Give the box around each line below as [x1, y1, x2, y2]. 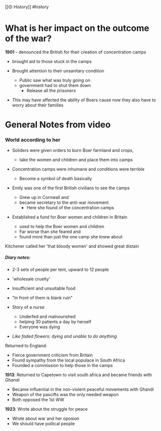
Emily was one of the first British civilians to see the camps [12, 185, 130, 191]
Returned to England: [5, 343, 48, 348]
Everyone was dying [19, 324, 61, 330]
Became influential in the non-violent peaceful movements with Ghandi [12, 386, 154, 392]
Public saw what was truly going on [19, 77, 91, 83]
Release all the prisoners [26, 87, 76, 93]
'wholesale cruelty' [12, 276, 50, 282]
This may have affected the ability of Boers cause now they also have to [12, 97, 156, 103]
